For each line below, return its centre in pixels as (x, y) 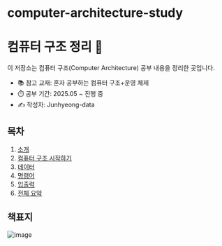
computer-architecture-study (95, 13)
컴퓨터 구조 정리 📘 (55, 47)
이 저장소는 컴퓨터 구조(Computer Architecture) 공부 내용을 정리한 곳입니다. (111, 68)
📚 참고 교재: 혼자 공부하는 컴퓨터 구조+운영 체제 (83, 83)
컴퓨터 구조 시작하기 (44, 158)
